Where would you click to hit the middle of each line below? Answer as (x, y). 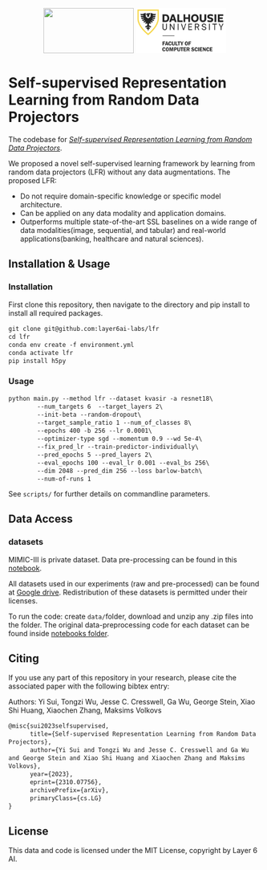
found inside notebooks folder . (59, 633)
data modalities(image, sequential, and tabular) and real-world (123, 230)
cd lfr (19, 337)
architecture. (41, 204)
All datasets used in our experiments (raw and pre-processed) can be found (134, 583)
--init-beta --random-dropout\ (89, 415)
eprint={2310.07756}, (66, 782)
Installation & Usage (59, 264)
